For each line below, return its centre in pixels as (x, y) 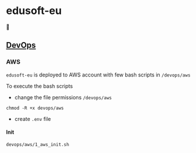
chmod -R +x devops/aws (35, 108)
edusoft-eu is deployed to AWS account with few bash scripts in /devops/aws (98, 75)
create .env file (33, 119)
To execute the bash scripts (39, 86)
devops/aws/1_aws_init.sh (37, 144)
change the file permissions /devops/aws (63, 97)
